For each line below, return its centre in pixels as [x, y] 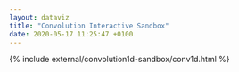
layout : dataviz [39, 17]
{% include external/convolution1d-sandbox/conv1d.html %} [119, 60]
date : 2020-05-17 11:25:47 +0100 [71, 34]
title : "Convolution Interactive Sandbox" [89, 26]
